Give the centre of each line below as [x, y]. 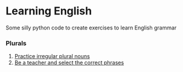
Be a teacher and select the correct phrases [69, 63]
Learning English [49, 11]
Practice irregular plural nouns [52, 56]
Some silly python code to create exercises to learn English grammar [91, 28]
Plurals [16, 43]
